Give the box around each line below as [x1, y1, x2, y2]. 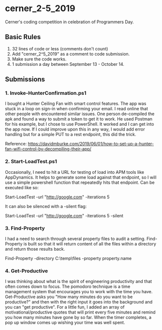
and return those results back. [5, 246, 65, 252]
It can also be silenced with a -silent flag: [5, 203, 87, 209]
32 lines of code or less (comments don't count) [12, 45, 108, 51]
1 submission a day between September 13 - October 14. [12, 61, 125, 67]
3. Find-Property [5, 225, 45, 231]
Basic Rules [5, 33, 41, 41]
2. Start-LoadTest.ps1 [5, 158, 57, 165]
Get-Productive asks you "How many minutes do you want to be [5, 294, 133, 300]
